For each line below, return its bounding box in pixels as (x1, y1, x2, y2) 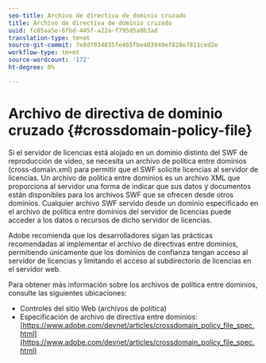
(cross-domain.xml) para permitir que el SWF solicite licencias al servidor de (8, 164, 259, 174)
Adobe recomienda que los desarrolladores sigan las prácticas (8, 230, 213, 240)
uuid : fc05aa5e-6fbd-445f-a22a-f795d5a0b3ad (8, 26, 158, 34)
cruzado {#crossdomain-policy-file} (8, 121, 253, 139)
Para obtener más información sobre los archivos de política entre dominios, (8, 280, 258, 289)
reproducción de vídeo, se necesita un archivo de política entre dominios (8, 156, 247, 165)
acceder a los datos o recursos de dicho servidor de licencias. (8, 215, 212, 225)
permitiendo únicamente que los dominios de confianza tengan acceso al (8, 247, 249, 257)
